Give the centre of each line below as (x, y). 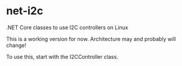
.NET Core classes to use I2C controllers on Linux (67, 27)
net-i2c (25, 11)
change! (16, 45)
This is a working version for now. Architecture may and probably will (91, 39)
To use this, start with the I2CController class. (62, 56)
